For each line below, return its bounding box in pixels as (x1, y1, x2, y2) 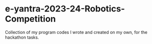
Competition (5, 13, 56, 24)
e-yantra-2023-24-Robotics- (5, 3, 125, 14)
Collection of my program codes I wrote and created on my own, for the (5, 29, 148, 35)
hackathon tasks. (5, 34, 40, 40)
